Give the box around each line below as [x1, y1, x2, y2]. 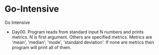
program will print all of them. [11, 44, 72, 50]
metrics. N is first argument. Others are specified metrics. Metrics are [11, 34, 153, 40]
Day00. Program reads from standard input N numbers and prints [11, 29, 144, 35]
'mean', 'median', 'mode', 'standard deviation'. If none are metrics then [11, 39, 154, 45]
